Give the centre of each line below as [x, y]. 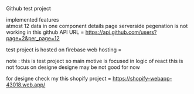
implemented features [33, 20]
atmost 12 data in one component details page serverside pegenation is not [97, 26]
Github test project [29, 8]
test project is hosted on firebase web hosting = [64, 50]
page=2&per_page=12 [33, 38]
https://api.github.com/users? [121, 32]
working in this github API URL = [45, 32]
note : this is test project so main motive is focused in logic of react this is [95, 61]
